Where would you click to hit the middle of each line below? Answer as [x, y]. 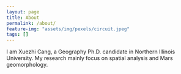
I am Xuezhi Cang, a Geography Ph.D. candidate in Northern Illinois [91, 52]
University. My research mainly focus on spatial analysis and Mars [90, 58]
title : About [23, 18]
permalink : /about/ [31, 23]
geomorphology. [27, 65]
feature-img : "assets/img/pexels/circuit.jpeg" [68, 29]
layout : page [23, 12]
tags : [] [17, 35]
